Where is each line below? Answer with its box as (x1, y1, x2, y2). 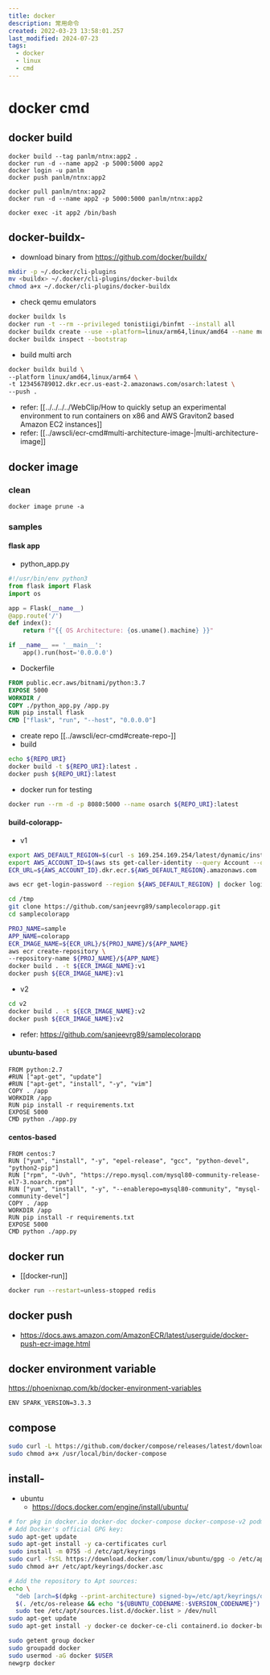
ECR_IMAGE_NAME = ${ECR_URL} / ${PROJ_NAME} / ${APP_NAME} (8, 940, 189, 948)
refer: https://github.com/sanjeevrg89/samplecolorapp (19, 1029, 202, 1039)
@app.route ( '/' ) (8, 612, 63, 620)
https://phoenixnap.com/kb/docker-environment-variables (8, 1383, 202, 1393)
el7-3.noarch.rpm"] (8, 1178, 74, 1187)
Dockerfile (19, 663, 55, 673)
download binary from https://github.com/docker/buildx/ (19, 251, 207, 262)
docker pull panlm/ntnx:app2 (8, 187, 106, 196)
